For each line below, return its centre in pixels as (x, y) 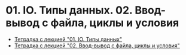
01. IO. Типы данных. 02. (69, 10)
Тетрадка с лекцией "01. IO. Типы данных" (68, 39)
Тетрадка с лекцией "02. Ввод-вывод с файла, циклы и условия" (97, 46)
